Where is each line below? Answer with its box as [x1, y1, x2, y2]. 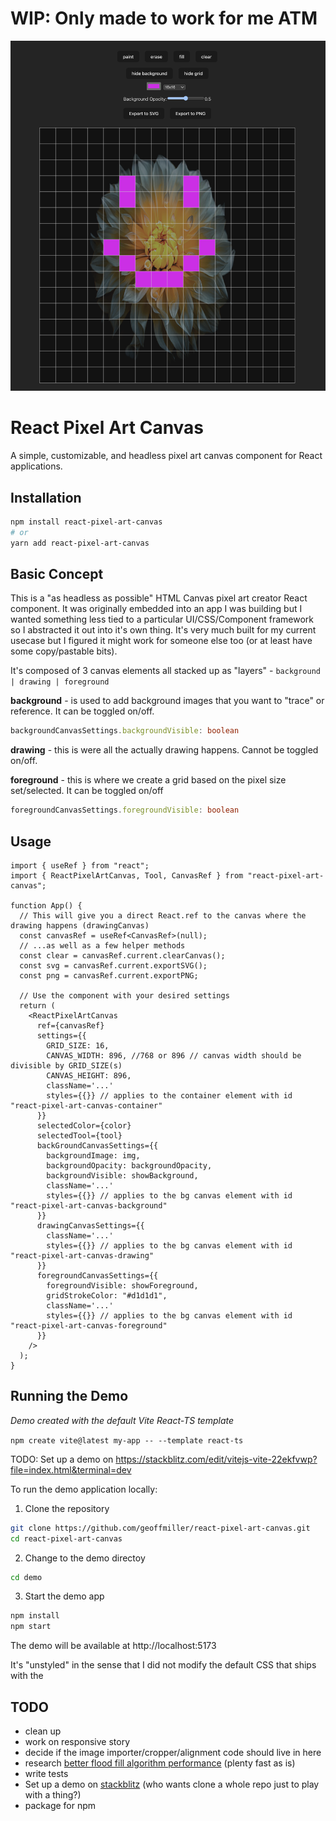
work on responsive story [24, 1736, 130, 1748]
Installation [10, 489, 82, 506]
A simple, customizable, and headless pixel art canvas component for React [10, 450, 323, 462]
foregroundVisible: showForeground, [46, 1281, 199, 1291]
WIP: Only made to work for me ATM [10, 7, 318, 30]
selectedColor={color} [36, 1121, 132, 1131]
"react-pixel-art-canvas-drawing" [10, 1251, 155, 1261]
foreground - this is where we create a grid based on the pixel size [10, 774, 287, 786]
